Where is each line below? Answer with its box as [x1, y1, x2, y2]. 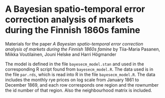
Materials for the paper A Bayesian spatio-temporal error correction [5, 41, 143, 47]
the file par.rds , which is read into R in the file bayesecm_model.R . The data [5, 71, 156, 77]
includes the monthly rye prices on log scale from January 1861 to [5, 77, 139, 83]
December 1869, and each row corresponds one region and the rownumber [5, 82, 159, 88]
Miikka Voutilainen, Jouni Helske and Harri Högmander [5, 51, 117, 57]
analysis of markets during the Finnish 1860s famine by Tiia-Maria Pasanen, [5, 46, 161, 52]
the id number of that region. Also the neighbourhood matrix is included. [5, 87, 152, 93]
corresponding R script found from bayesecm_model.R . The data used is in [5, 66, 154, 72]
